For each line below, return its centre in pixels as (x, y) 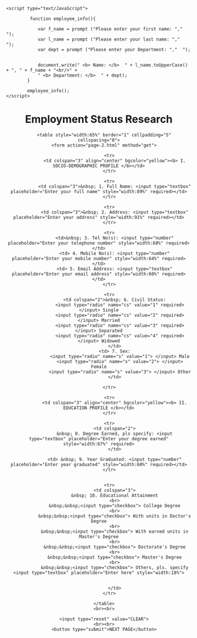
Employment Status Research (99, 119)
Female (99, 367)
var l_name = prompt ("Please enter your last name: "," (109, 39)
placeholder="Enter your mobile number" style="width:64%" (86, 258)
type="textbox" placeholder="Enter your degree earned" (99, 438)
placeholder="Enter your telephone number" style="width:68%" (86, 243)
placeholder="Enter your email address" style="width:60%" (86, 274)
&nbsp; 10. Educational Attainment (115, 495)
